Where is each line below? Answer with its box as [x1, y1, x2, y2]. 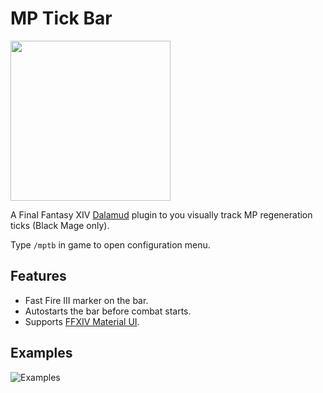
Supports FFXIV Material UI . [24, 315, 140, 327]
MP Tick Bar [10, 7, 113, 30]
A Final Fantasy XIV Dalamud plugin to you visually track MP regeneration [10, 208, 313, 221]
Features [10, 268, 67, 285]
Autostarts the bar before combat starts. [24, 305, 192, 317]
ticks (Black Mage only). [10, 219, 110, 231]
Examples [10, 345, 73, 362]
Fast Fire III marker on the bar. [24, 294, 149, 306]
